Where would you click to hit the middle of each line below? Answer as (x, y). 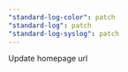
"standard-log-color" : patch (62, 17)
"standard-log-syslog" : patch (64, 33)
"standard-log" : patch (50, 25)
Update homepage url (48, 59)
